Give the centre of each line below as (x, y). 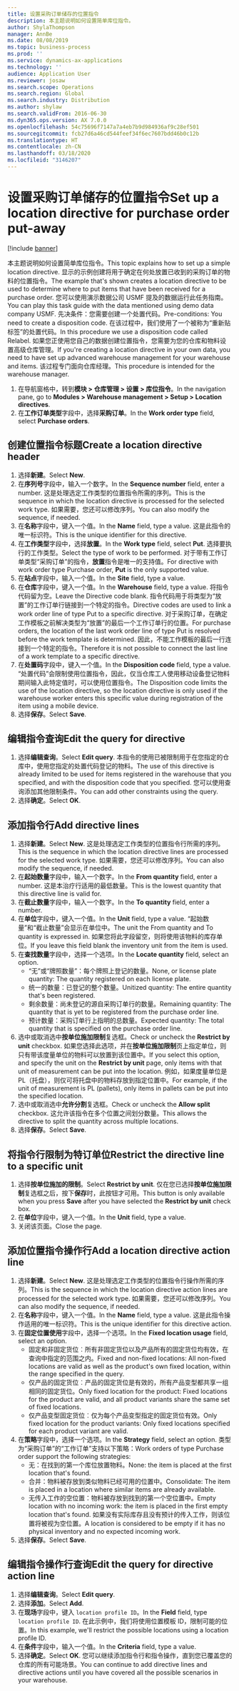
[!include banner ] (33, 248)
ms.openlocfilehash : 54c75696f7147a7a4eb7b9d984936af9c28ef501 (103, 127)
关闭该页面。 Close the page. (60, 1226)
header (24, 457)
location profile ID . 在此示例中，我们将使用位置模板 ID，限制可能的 (119, 1621)
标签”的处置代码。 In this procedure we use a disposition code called (108, 331)
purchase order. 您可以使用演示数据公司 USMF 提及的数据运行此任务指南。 (117, 297)
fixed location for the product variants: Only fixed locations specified (129, 1423)
